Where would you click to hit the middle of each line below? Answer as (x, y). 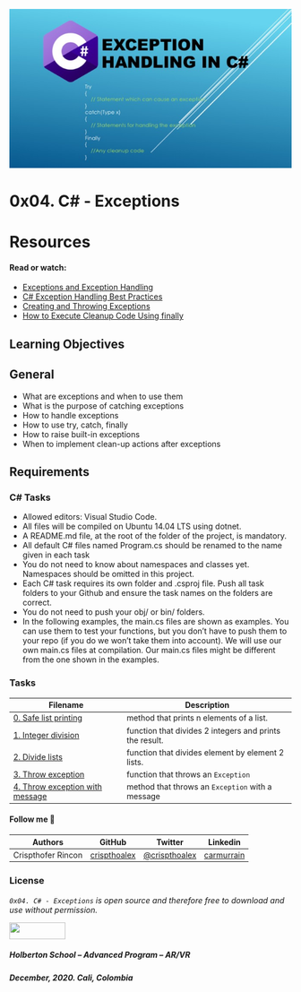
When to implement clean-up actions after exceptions (121, 444)
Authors (48, 841)
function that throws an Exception (189, 774)
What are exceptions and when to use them (103, 396)
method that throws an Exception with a (199, 787)
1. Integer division (46, 736)
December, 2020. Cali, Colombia (71, 978)
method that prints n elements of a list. (198, 718)
